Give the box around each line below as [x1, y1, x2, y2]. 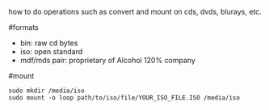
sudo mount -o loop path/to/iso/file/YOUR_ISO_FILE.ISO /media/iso [8, 94, 241, 102]
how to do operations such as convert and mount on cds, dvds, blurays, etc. [8, 7, 263, 16]
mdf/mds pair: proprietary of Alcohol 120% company [19, 56, 196, 65]
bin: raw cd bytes [19, 38, 78, 48]
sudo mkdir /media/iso [8, 87, 85, 95]
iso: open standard [19, 47, 83, 56]
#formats [8, 23, 39, 32]
